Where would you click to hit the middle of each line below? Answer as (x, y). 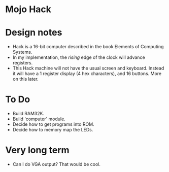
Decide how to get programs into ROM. (54, 124)
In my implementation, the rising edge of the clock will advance (79, 57)
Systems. (22, 52)
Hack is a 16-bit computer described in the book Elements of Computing (88, 47)
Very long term (37, 150)
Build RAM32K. (28, 114)
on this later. (26, 79)
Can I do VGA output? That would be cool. (56, 164)
